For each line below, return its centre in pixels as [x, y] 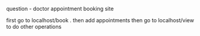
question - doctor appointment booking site [60, 9]
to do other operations [34, 27]
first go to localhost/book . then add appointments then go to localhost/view [100, 20]
